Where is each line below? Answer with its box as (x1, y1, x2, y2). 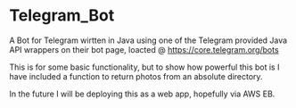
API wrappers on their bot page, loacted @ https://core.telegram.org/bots (9, 44, 279, 54)
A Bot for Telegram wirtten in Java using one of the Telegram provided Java (9, 35, 288, 46)
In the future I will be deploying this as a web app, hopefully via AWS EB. (9, 88, 275, 99)
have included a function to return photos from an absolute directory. (9, 71, 263, 81)
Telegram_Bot (9, 5, 115, 26)
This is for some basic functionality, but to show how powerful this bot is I (9, 62, 280, 72)
